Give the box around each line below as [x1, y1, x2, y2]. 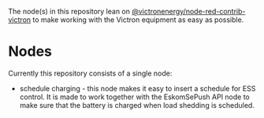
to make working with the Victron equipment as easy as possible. [32, 15, 244, 24]
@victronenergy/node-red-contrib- [131, 7, 246, 16]
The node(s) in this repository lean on [8, 7, 131, 16]
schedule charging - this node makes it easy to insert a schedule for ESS [19, 83, 256, 93]
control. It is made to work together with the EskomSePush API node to [19, 92, 251, 101]
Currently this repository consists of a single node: [8, 68, 173, 78]
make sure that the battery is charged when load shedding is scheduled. [19, 100, 255, 109]
